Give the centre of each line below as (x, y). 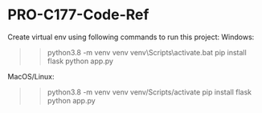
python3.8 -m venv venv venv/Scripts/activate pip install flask (149, 92)
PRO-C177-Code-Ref (78, 15)
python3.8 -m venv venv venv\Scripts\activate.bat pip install (147, 52)
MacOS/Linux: (31, 76)
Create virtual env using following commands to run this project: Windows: (131, 37)
